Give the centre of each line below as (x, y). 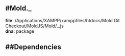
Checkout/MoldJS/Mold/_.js (34, 26)
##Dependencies (33, 47)
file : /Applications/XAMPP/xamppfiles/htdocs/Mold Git (62, 20)
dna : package (20, 31)
